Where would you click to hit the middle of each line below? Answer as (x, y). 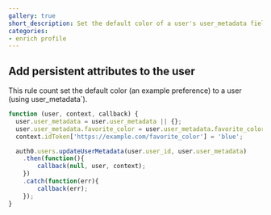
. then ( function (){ (54, 158)
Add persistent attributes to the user (102, 71)
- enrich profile (38, 38)
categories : (28, 31)
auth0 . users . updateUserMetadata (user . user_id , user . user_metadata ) (131, 151)
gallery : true (32, 16)
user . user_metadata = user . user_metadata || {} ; (99, 121)
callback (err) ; (63, 188)
